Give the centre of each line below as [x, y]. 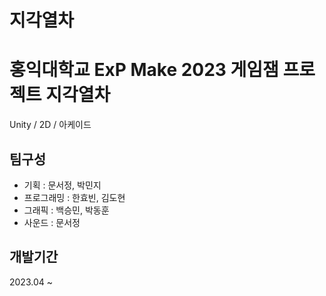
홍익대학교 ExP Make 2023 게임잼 [144, 70]
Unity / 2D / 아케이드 [50, 125]
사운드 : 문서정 [52, 222]
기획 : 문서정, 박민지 [62, 185]
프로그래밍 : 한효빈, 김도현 [74, 197]
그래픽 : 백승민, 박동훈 [66, 210]
